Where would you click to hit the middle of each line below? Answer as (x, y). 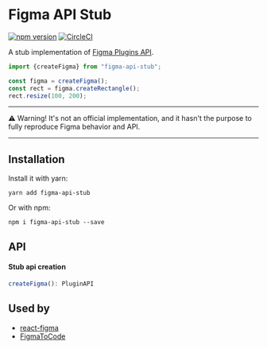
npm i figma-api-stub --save (56, 223)
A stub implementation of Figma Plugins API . (81, 52)
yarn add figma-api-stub (49, 193)
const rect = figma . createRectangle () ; (74, 88)
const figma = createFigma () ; (58, 81)
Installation (37, 159)
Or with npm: (29, 207)
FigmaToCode (43, 336)
